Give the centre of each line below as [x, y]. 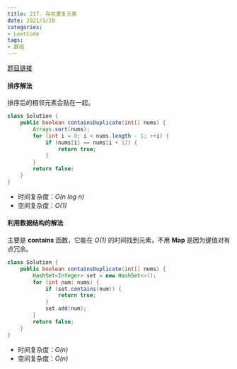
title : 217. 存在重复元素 [42, 14]
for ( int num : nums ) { [66, 282]
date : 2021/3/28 [31, 21]
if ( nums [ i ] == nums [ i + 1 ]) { [91, 143]
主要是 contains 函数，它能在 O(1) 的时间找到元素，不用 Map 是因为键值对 [116, 240]
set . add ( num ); [66, 309]
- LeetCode [23, 34]
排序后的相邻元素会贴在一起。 [51, 103]
